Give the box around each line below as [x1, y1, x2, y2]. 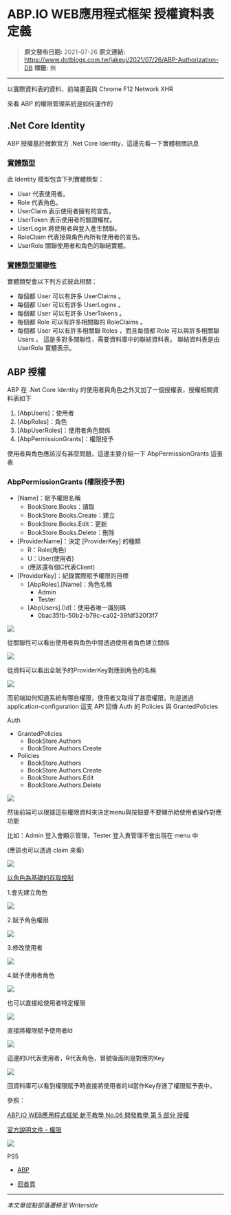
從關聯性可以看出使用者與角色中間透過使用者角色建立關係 [7, 639, 170, 647]
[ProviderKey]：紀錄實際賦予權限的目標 [16, 572, 129, 580]
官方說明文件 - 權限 [7, 1126, 62, 1134]
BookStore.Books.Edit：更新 [27, 520, 108, 528]
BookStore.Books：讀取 [27, 503, 95, 511]
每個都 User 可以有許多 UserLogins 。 [16, 301, 125, 309]
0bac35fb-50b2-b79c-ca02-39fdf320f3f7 [37, 612, 158, 620]
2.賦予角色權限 [7, 916, 49, 924]
